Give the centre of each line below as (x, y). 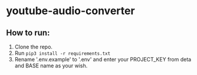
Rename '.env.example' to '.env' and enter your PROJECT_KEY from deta (103, 59)
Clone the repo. (34, 47)
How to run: (28, 33)
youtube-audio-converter (70, 11)
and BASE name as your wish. (51, 66)
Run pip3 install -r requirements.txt (63, 53)
